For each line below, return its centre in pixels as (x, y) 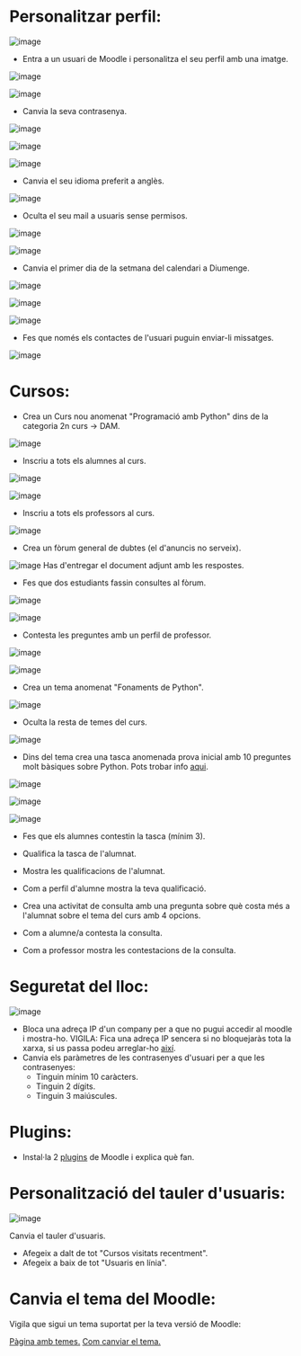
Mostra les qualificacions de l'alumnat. (93, 870)
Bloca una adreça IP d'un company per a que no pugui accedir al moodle (157, 1029)
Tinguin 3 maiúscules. (76, 1095)
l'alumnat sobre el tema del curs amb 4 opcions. (111, 915)
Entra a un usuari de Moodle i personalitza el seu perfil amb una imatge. (155, 58)
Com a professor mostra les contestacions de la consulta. (129, 950)
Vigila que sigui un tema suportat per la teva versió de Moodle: (125, 1324)
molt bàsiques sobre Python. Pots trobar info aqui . (115, 766)
